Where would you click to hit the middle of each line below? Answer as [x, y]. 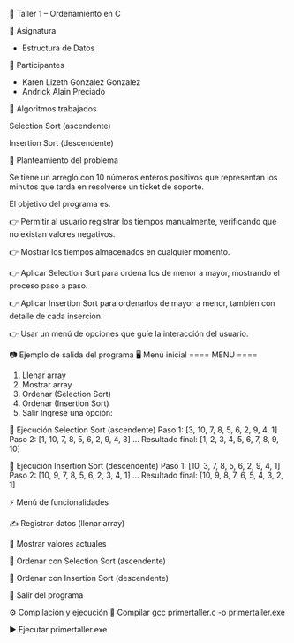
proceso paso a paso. [49, 286]
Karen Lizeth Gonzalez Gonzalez [81, 82]
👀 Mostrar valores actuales [58, 543]
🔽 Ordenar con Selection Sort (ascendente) [87, 561]
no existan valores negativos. [62, 234]
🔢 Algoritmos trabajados [53, 109]
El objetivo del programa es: [60, 204]
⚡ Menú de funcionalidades [59, 502]
